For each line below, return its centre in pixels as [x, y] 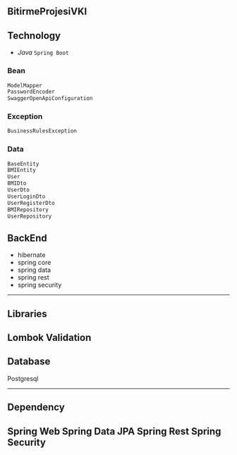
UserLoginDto [26, 197]
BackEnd [27, 238]
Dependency [36, 407]
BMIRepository [28, 210]
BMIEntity [22, 170]
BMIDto [17, 183]
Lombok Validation [49, 338]
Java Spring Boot [43, 53]
